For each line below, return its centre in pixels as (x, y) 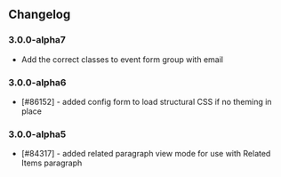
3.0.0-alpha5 (37, 134)
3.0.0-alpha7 (37, 40)
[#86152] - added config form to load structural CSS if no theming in (146, 101)
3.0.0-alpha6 (37, 82)
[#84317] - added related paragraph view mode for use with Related (146, 154)
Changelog (40, 15)
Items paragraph (52, 163)
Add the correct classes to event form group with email (122, 59)
